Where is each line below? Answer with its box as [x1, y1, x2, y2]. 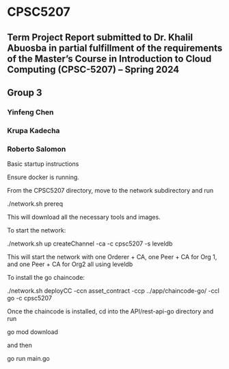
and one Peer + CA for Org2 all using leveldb [7, 260, 133, 268]
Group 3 [7, 86, 42, 98]
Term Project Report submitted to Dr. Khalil [7, 32, 193, 43]
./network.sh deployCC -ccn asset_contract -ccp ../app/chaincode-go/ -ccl [7, 287, 220, 295]
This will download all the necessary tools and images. [7, 213, 161, 222]
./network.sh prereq [7, 200, 64, 208]
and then [7, 341, 32, 350]
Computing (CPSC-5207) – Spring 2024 [7, 63, 180, 75]
